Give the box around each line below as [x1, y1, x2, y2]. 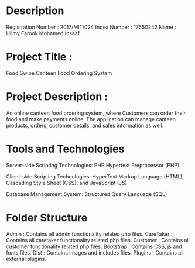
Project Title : [6, 50, 73, 64]
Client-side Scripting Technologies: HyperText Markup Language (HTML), [6, 173, 184, 180]
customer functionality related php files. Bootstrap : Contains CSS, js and [6, 243, 183, 250]
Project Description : [6, 90, 108, 104]
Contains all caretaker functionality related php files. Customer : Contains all [6, 236, 190, 243]
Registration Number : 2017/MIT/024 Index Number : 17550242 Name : [6, 23, 177, 30]
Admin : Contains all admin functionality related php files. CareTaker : [6, 230, 173, 238]
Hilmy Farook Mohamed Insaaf [6, 29, 80, 36]
